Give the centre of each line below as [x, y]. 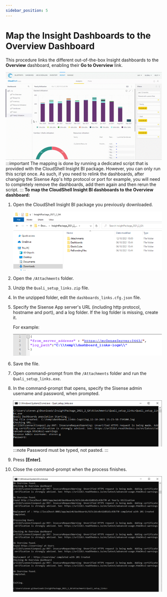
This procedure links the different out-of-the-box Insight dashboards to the [82, 60]
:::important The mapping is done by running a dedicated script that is [77, 163]
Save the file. [26, 364]
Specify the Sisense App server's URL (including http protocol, [77, 307]
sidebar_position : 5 [27, 10]
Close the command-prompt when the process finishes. [70, 469]
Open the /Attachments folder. [43, 278]
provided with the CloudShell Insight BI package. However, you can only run [83, 169]
